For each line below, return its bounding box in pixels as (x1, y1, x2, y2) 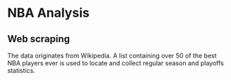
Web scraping (7, 33, 71, 45)
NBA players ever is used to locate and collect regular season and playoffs (7, 59, 224, 67)
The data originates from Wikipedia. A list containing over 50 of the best (7, 51, 217, 60)
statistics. (7, 67, 35, 74)
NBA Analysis (7, 5, 90, 21)
